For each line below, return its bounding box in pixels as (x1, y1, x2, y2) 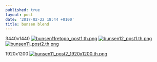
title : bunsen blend (5, 21, 50, 27)
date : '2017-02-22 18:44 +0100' (5, 17, 74, 22)
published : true (5, 7, 40, 13)
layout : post (5, 12, 33, 17)
